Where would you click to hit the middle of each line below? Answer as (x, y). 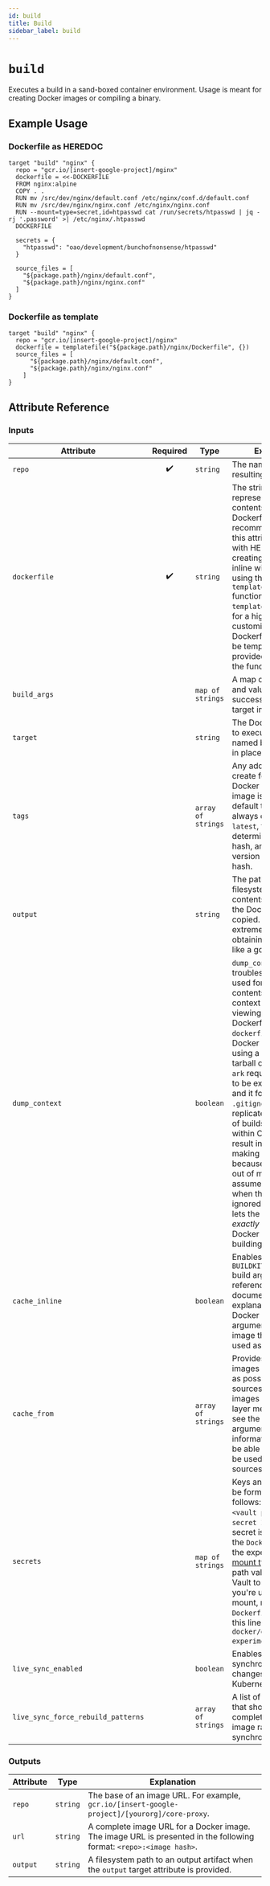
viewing (247, 1013)
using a (245, 1053)
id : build (25, 16)
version (246, 856)
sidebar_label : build (45, 31)
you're (244, 1592)
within (243, 1133)
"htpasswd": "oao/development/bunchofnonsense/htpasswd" (120, 248)
